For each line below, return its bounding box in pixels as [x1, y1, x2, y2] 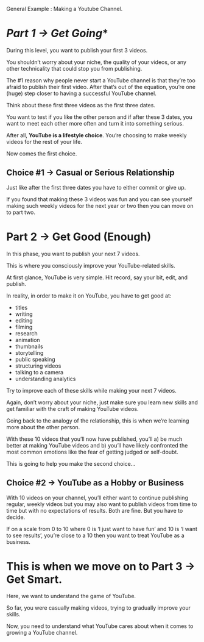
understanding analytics [15, 375, 76, 382]
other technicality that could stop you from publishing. [6, 65, 142, 72]
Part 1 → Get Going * [6, 27, 108, 40]
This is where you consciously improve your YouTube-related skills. [6, 262, 175, 269]
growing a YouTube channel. [6, 629, 78, 637]
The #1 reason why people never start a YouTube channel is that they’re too [6, 76, 196, 84]
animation [15, 336, 41, 343]
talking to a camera [15, 368, 64, 376]
